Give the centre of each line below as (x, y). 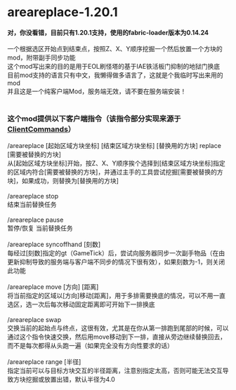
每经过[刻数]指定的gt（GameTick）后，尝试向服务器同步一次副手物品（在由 (116, 253)
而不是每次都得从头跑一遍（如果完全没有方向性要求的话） (90, 346)
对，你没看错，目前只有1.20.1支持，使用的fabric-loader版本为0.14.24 (108, 32)
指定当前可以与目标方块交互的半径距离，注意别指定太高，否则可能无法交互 (115, 371)
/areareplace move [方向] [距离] (53, 287)
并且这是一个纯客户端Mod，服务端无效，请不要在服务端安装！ (97, 91)
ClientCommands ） (41, 129)
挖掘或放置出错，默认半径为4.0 (71, 379)
